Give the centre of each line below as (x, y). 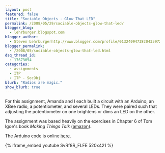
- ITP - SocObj (25, 78)
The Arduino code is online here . (38, 136)
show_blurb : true (23, 87)
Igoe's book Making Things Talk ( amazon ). (48, 126)
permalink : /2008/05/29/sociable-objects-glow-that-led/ (65, 23)
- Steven (18, 42)
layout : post (18, 10)
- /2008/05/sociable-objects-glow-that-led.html (60, 51)
